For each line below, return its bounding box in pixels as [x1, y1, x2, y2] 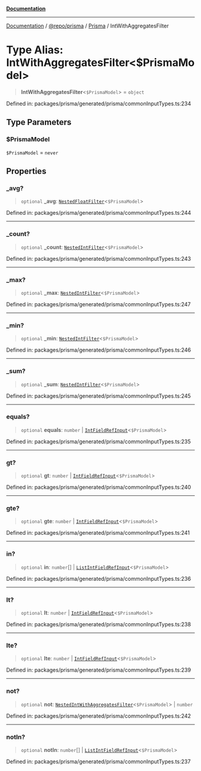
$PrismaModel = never [6, 149, 59, 156]
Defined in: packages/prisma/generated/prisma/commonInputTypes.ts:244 [6, 209, 191, 217]
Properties [6, 166, 47, 176]
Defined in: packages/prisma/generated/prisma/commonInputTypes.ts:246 [6, 346, 191, 353]
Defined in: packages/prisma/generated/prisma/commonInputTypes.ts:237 [6, 758, 191, 765]
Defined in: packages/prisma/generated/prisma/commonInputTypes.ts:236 [6, 575, 191, 582]
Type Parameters [6, 117, 72, 127]
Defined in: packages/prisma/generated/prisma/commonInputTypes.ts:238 [6, 620, 191, 627]
